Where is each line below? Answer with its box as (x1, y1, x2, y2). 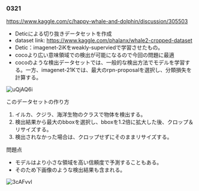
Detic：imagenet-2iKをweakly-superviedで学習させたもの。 (14, 44, 164, 51)
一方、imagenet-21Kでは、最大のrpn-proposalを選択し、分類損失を (25, 66, 192, 74)
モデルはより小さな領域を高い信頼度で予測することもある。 (14, 159, 162, 166)
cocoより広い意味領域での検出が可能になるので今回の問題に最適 (14, 51, 175, 59)
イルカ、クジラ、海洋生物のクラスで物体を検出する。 (14, 111, 146, 118)
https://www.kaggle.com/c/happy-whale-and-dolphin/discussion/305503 (6, 18, 188, 25)
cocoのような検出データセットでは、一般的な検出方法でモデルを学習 (14, 59, 185, 66)
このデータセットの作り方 (6, 98, 70, 105)
